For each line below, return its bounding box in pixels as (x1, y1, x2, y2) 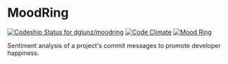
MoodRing (7, 5, 69, 21)
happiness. (7, 49, 39, 57)
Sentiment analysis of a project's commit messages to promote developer (7, 41, 221, 49)
